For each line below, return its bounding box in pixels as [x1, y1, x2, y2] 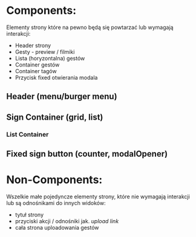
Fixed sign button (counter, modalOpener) [6, 149, 168, 159]
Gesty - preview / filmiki [15, 48, 75, 55]
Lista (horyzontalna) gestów [15, 54, 85, 62]
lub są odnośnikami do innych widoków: [6, 199, 106, 206]
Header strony [15, 42, 51, 49]
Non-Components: [6, 173, 103, 187]
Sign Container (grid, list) [6, 112, 103, 122]
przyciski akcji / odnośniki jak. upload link [15, 217, 119, 224]
